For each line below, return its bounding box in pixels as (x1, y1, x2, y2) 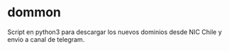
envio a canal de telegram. (7, 35, 85, 43)
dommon (7, 4, 62, 21)
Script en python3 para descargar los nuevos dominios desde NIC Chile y (7, 28, 222, 36)
